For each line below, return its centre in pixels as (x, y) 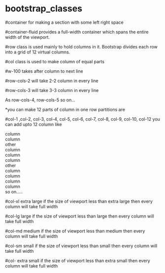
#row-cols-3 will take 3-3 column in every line (52, 90)
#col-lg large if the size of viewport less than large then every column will (80, 216)
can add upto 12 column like (33, 124)
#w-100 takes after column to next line (44, 71)
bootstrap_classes (44, 9)
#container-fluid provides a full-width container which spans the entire (77, 32)
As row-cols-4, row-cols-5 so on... (40, 100)
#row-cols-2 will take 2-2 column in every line (52, 81)
